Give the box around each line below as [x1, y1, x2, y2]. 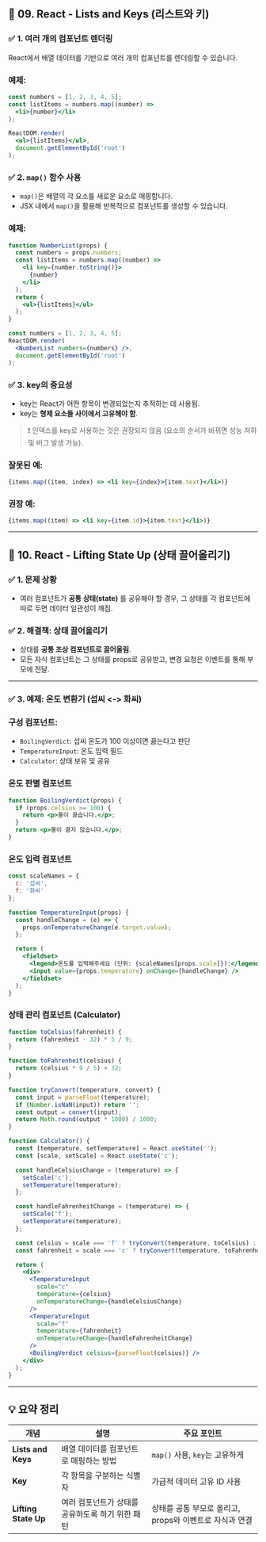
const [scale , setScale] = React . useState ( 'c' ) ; [15, 1152, 179, 1160]
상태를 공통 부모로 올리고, [151, 1503, 241, 1514]
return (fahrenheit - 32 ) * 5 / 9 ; [15, 1035, 133, 1043]
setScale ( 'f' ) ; [22, 1210, 73, 1219]
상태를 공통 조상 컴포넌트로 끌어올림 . [19, 645, 131, 654]
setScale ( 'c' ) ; [22, 1173, 73, 1181]
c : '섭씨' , [15, 879, 48, 888]
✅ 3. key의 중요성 [8, 379, 73, 390]
